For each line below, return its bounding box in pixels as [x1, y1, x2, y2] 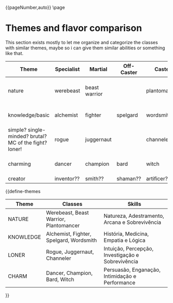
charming [8, 160, 31, 167]
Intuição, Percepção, [103, 245, 153, 252]
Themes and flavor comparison [5, 23, 143, 34]
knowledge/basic [8, 111, 50, 119]
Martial [89, 65, 108, 72]
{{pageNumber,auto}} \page [5, 5, 65, 10]
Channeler [46, 254, 72, 261]
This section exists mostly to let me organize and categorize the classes [5, 39, 158, 45]
